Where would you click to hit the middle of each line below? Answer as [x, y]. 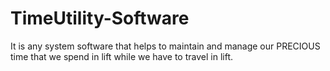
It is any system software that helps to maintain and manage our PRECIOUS [165, 46]
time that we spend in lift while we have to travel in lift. [121, 56]
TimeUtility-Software [100, 18]
